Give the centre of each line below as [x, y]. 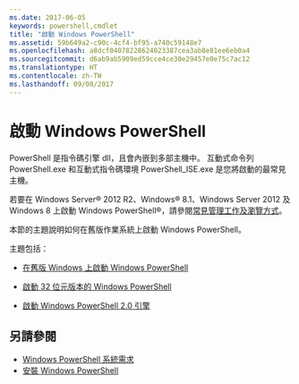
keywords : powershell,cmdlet [64, 26]
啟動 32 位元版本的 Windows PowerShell [97, 286]
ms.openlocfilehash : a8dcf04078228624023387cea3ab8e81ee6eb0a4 [130, 51]
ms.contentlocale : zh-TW [56, 76]
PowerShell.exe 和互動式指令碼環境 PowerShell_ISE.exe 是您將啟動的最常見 [148, 169]
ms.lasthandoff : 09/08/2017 [62, 84]
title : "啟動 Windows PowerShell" [73, 34]
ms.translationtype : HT [54, 68]
